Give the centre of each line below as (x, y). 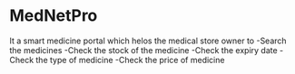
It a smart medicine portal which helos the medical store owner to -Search (148, 41)
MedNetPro (54, 16)
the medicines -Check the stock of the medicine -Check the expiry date (144, 50)
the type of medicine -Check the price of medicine (130, 60)
